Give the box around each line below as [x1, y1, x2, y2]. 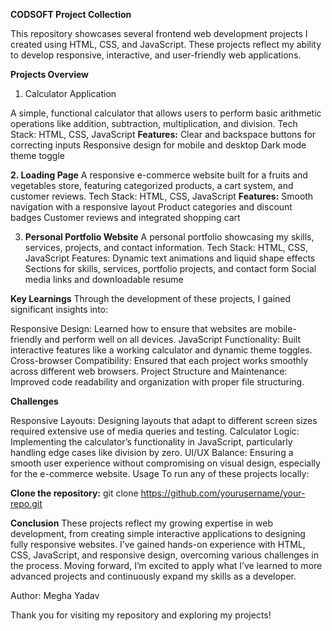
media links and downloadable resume [24, 274, 184, 285]
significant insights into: [10, 304, 108, 315]
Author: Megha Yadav [10, 590, 100, 601]
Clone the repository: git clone [10, 487, 139, 499]
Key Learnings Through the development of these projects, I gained [10, 293, 292, 304]
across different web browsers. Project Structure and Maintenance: [10, 365, 288, 377]
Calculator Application [24, 88, 117, 99]
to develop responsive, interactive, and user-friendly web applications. [10, 49, 302, 61]
